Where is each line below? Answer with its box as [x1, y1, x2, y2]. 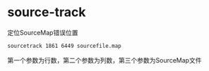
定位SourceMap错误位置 [7, 28, 78, 37]
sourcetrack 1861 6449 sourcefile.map [7, 42, 121, 49]
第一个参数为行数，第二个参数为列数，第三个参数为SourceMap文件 [7, 56, 202, 64]
